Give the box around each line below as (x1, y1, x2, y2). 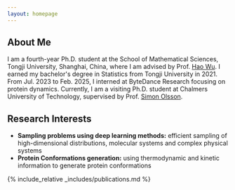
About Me (7, 37, 51, 49)
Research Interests (7, 113, 92, 125)
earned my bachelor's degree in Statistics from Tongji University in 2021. (7, 70, 217, 78)
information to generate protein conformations (17, 161, 152, 170)
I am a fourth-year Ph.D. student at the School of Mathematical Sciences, (7, 55, 219, 63)
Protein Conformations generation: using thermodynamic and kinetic (17, 154, 220, 163)
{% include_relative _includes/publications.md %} (7, 175, 151, 184)
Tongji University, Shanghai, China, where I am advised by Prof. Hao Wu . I (7, 63, 221, 71)
